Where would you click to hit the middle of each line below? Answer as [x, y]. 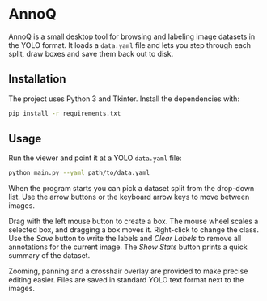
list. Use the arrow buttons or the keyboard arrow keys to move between [129, 197]
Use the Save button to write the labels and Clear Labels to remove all [125, 239]
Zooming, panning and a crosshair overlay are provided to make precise [128, 271]
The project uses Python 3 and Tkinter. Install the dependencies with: [124, 99]
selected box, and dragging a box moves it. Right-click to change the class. [133, 230]
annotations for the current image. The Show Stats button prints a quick [128, 247]
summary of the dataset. [49, 256]
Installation [37, 79]
